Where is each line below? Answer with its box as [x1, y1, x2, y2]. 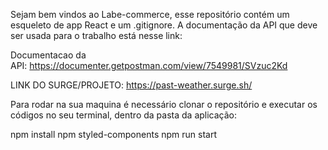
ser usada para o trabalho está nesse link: [10, 30, 183, 41]
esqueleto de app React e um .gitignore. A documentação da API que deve [10, 19, 318, 31]
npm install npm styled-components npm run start [10, 129, 217, 140]
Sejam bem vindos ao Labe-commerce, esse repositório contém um [10, 9, 290, 20]
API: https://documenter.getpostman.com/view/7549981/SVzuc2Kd [10, 60, 288, 71]
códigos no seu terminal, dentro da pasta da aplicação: [10, 109, 238, 121]
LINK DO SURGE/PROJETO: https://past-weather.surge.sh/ [10, 79, 253, 91]
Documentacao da [10, 49, 87, 61]
